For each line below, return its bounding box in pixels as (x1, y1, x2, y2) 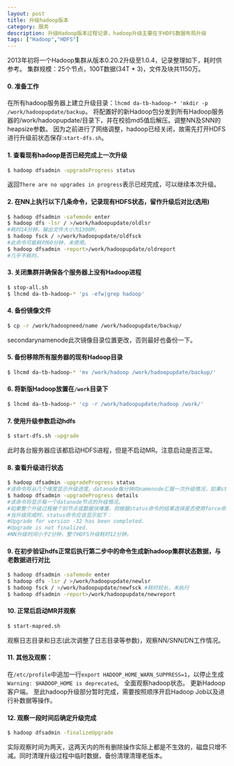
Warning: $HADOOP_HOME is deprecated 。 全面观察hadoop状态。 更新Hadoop (7, 679, 226, 687)
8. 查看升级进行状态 (7, 463, 64, 471)
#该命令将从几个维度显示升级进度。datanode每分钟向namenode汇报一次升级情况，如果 (7, 485, 221, 493)
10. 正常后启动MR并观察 (7, 607, 76, 615)
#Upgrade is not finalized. (7, 524, 89, 531)
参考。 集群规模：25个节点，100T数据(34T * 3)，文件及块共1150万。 (7, 65, 205, 73)
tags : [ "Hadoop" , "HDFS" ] (7, 36, 79, 43)
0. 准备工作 (7, 81, 40, 91)
